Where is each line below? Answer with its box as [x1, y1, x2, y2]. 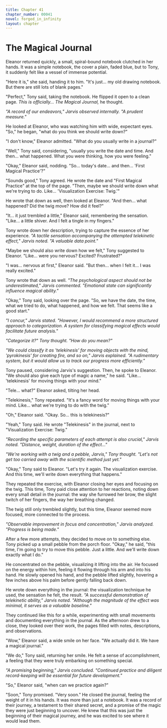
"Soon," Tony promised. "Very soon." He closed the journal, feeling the [5, 692, 150, 698]
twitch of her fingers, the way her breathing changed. [5, 497, 115, 503]
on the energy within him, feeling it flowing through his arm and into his [5, 567, 151, 572]
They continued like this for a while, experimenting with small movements [5, 612, 156, 618]
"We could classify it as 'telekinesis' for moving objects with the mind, [5, 347, 149, 353]
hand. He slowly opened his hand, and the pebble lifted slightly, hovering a [5, 572, 158, 578]
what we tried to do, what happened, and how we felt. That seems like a [5, 303, 153, 309]
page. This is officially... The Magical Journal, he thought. [5, 99, 124, 105]
